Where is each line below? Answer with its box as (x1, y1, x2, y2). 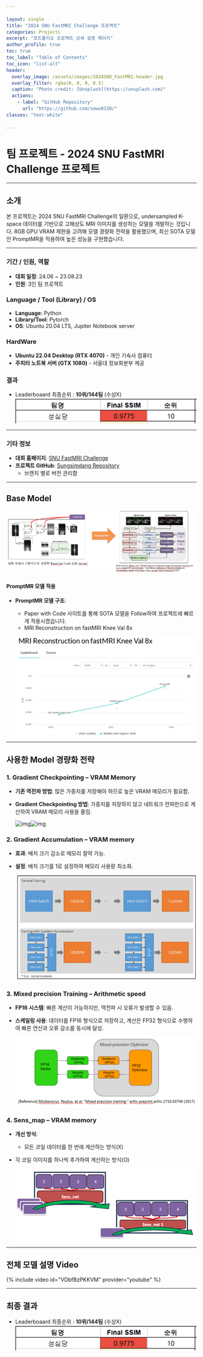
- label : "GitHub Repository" (17, 99, 94, 105)
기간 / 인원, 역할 (6, 258, 50, 266)
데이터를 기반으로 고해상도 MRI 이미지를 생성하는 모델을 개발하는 (23, 220, 175, 228)
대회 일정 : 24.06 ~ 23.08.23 (14, 272, 83, 280)
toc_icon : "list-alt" (6, 61, 61, 67)
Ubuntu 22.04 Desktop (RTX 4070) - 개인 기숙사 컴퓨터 (14, 352, 152, 360)
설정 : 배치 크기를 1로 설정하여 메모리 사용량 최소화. (14, 862, 134, 870)
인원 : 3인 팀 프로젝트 (14, 280, 64, 287)
